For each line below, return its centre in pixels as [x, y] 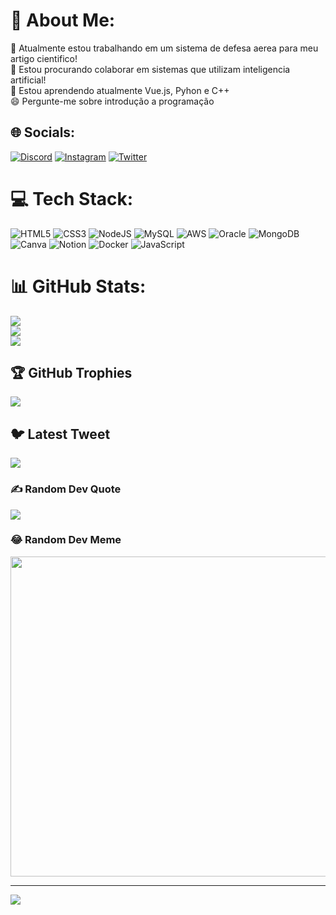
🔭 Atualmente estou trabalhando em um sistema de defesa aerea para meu [164, 48]
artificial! [28, 80]
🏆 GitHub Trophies [71, 373]
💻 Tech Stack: [72, 198]
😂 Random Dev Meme [66, 540]
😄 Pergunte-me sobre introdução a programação [112, 101]
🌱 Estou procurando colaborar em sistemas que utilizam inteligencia [150, 69]
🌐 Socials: [43, 132]
